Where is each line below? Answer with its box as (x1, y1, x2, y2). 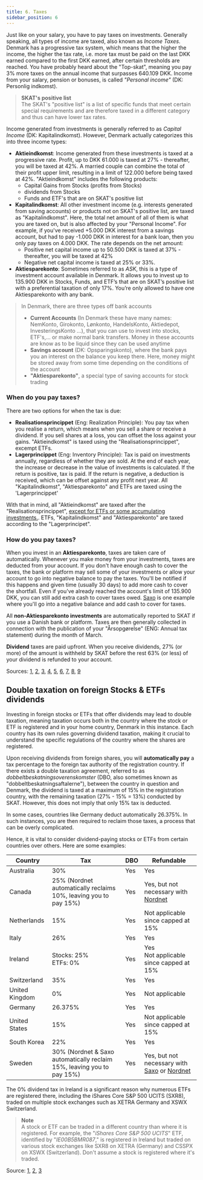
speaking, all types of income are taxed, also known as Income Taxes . (6, 37, 181, 45)
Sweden (9, 1059, 33, 1067)
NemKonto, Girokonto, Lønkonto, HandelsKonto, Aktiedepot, (30, 321, 180, 328)
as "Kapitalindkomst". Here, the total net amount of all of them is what (14, 214, 188, 221)
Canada (9, 887, 31, 896)
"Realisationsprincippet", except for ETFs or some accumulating (6, 507, 166, 515)
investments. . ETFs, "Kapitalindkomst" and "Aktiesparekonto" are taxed (6, 514, 184, 521)
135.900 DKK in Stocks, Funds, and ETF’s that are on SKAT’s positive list (14, 278, 195, 285)
